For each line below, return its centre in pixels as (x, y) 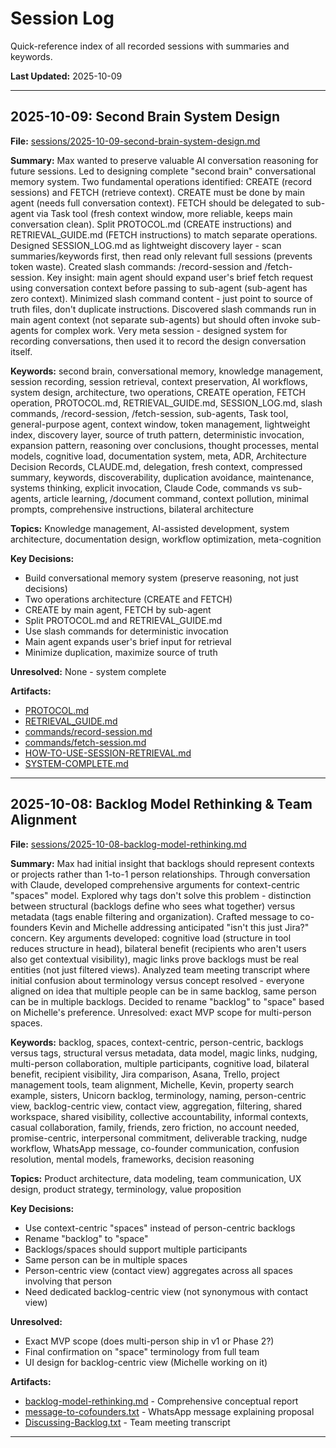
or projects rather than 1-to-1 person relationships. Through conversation (160, 874)
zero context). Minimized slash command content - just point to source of (161, 298)
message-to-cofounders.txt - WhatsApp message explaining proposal (169, 1411)
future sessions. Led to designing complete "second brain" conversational (163, 171)
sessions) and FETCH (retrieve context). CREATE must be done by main (157, 192)
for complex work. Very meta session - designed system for (164, 330)
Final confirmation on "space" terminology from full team (142, 1351)
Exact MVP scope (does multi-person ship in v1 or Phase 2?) (149, 1341)
